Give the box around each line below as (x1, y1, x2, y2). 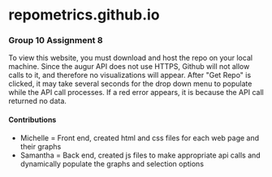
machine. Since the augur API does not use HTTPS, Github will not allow (8, 62, 250, 71)
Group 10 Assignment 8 (8, 35, 103, 46)
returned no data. (8, 96, 67, 106)
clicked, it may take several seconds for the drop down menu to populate (8, 79, 253, 88)
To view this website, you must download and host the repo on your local (8, 53, 253, 63)
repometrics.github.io (8, 6, 160, 24)
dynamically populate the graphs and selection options (19, 158, 205, 168)
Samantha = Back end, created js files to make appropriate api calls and (19, 150, 261, 160)
